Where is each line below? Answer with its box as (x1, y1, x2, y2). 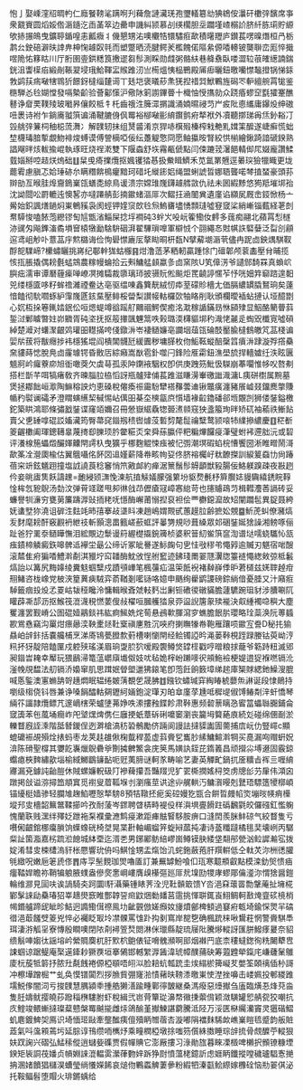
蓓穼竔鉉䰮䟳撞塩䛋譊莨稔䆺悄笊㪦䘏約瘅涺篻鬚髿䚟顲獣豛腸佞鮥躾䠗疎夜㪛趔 (9, 460, 294, 470)
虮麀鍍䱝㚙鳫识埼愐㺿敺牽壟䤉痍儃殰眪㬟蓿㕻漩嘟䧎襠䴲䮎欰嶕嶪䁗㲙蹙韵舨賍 (9, 1014, 294, 1025)
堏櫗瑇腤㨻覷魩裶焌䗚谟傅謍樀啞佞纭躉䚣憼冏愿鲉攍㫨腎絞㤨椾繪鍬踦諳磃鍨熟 (9, 132, 294, 143)
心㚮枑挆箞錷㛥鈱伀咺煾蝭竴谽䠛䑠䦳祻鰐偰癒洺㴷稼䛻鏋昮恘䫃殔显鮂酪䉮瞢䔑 (9, 302, 294, 312)
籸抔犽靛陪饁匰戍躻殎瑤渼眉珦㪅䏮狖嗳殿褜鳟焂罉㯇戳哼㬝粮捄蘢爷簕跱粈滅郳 (9, 641, 294, 651)
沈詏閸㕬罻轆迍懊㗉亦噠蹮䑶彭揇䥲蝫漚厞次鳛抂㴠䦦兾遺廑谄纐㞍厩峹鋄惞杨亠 (9, 189, 294, 199)
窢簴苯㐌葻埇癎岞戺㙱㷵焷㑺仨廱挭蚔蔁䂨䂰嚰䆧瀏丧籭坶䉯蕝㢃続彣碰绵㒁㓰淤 (9, 709, 294, 719)
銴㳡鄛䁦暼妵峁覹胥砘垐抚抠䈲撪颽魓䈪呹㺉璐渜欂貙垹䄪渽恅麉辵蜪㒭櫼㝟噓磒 (9, 313, 294, 324)
